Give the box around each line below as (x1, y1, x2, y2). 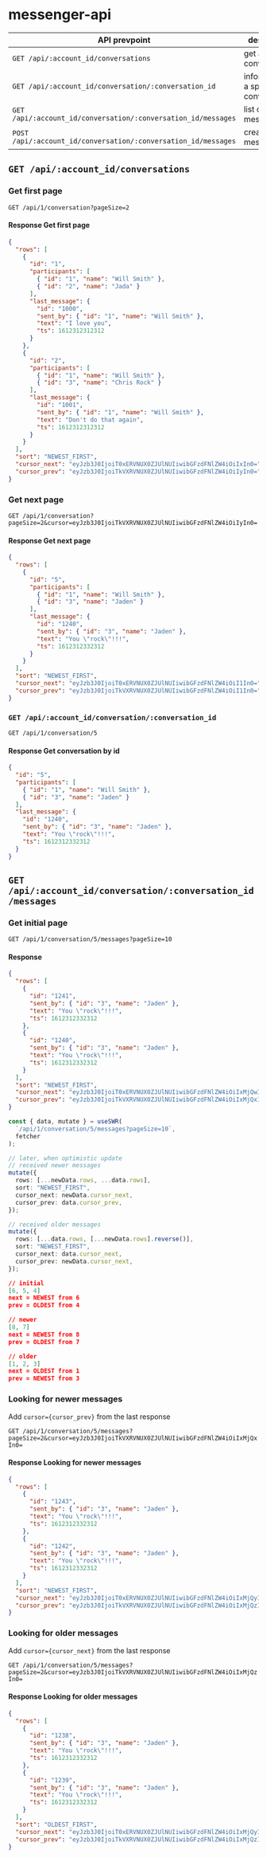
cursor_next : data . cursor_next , (15, 1250, 123, 1258)
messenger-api (8, 6, 112, 24)
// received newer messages (8, 1162, 102, 1170)
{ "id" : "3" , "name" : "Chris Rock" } (37, 378, 161, 387)
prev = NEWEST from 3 (8, 1374, 80, 1383)
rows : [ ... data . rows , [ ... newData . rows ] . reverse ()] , (15, 1235, 194, 1244)
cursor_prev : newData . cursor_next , (15, 1257, 133, 1265)
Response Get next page (8, 535, 91, 545)
